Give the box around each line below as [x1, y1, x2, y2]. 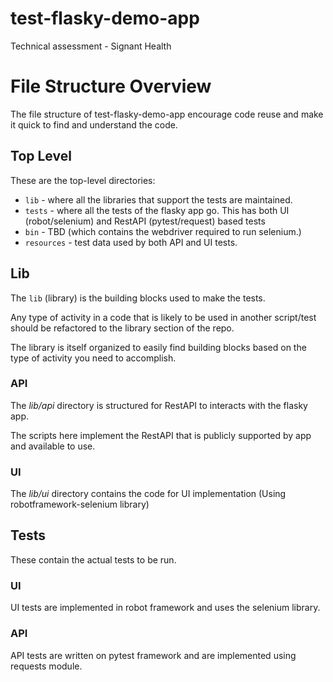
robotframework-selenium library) [10, 498, 150, 511]
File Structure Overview [10, 75, 212, 98]
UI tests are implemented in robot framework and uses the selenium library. [10, 602, 321, 614]
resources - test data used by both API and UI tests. [24, 236, 238, 248]
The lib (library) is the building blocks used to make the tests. [10, 292, 266, 304]
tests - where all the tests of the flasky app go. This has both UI [24, 204, 290, 216]
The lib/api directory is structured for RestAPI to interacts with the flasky [10, 399, 308, 411]
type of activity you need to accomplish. [10, 352, 177, 364]
